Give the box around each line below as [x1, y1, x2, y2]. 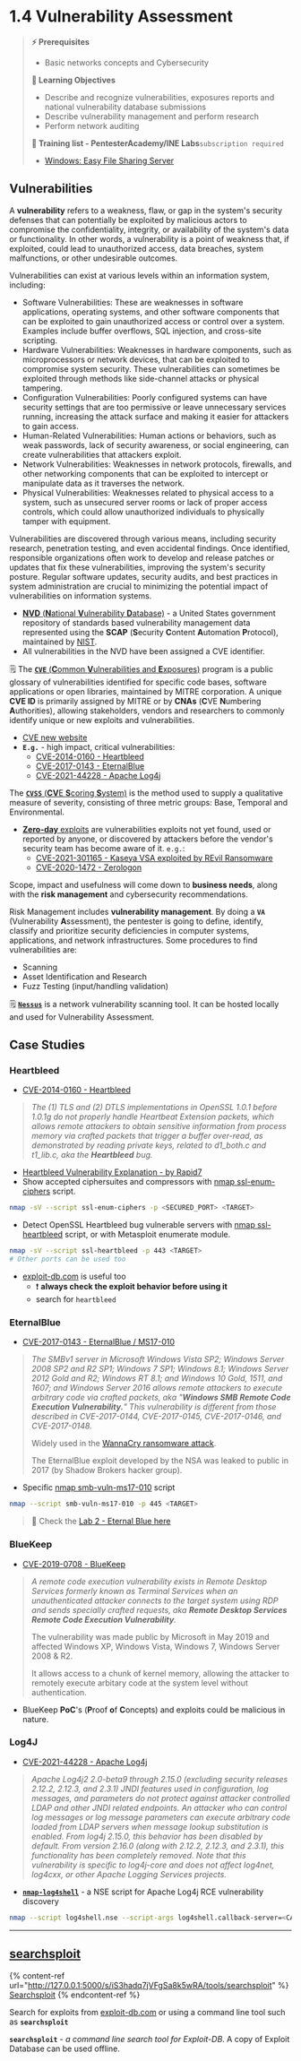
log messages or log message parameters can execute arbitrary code [30, 1812, 291, 1823]
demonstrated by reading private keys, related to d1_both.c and [30, 1140, 267, 1151]
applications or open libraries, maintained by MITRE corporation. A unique [9, 686, 282, 696]
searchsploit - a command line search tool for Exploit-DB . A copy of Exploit [9, 2033, 290, 2044]
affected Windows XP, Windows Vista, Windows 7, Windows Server [30, 1641, 280, 1651]
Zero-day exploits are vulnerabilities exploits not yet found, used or [21, 824, 271, 834]
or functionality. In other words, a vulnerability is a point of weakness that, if [9, 233, 289, 244]
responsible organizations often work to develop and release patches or [9, 552, 275, 563]
